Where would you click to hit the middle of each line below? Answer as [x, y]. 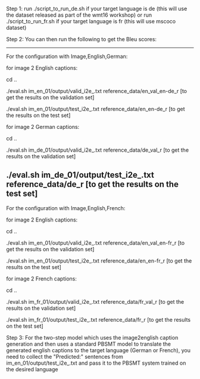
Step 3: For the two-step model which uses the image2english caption [92, 337]
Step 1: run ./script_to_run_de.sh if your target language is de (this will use [97, 9]
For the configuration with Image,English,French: [66, 208]
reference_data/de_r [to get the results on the [92, 184]
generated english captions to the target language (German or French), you [98, 350]
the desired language [32, 369]
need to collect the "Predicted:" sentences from [65, 356]
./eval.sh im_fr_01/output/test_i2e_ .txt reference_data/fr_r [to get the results [99, 319]
